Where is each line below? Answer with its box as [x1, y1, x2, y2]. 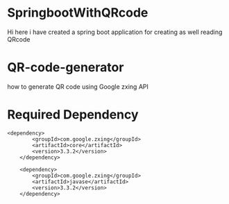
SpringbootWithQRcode [7, 5, 149, 21]
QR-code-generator [7, 60, 124, 76]
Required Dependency [7, 107, 139, 123]
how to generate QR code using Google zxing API [7, 82, 149, 91]
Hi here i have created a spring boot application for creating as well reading [7, 28, 223, 36]
